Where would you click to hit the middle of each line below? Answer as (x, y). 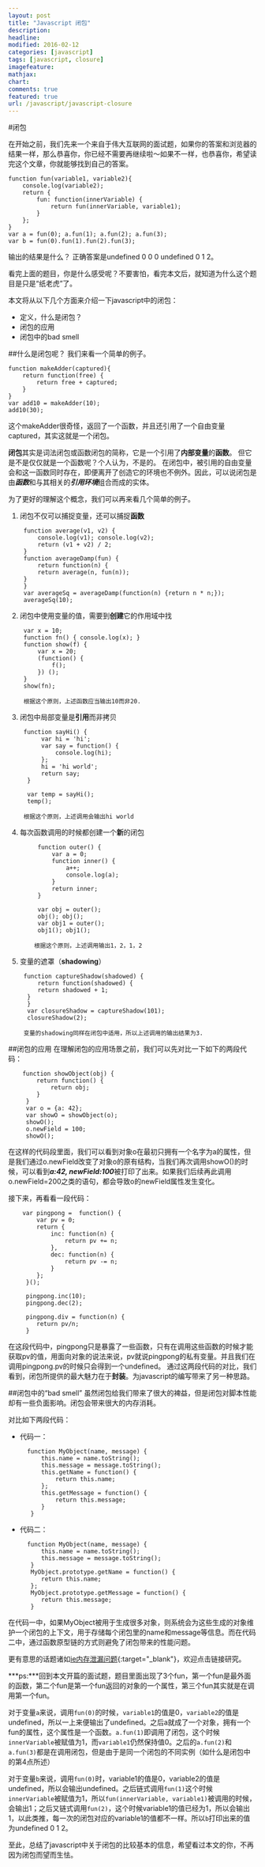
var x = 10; (43, 631)
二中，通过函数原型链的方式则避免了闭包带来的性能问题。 (101, 1642)
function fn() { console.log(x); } (82, 638)
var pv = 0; (56, 1220)
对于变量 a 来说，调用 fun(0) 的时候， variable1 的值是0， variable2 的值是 (123, 1713)
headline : (24, 38)
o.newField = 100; (56, 1129)
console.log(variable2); (63, 186)
